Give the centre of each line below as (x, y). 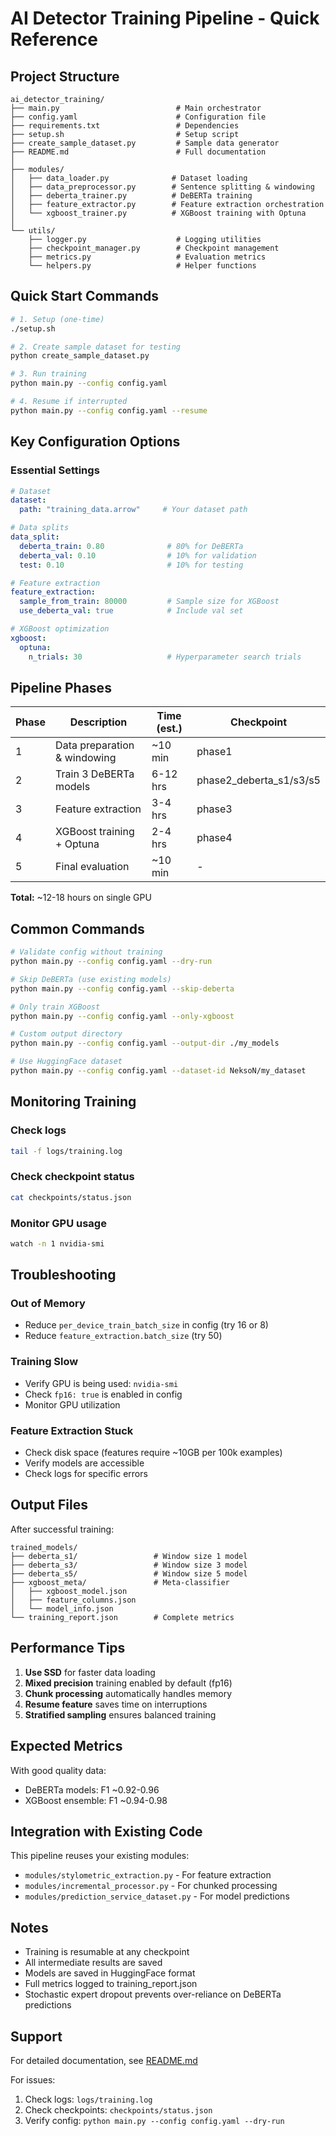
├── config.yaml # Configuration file (138, 117)
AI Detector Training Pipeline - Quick (165, 18)
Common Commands (77, 928)
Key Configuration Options (95, 442)
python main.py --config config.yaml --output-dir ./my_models (145, 1043)
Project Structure (65, 76)
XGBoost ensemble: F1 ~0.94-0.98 (96, 1800)
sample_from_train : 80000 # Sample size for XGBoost (149, 602)
